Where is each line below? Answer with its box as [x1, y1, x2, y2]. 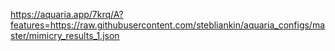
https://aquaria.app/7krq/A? [10, 9, 124, 20]
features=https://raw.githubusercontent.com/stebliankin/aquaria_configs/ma [10, 19, 326, 31]
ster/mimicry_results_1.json [10, 30, 120, 41]
